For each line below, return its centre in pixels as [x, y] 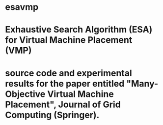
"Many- [142, 83]
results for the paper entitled [65, 83]
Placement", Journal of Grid [63, 104]
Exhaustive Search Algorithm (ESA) [79, 30]
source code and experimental [69, 73]
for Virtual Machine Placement [69, 40]
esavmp [22, 7]
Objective [25, 94]
